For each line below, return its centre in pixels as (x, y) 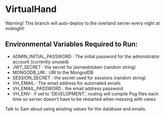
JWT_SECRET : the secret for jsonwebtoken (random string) (74, 67)
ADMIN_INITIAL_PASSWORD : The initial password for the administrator (86, 56)
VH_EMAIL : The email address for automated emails (66, 83)
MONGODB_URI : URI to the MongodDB (53, 72)
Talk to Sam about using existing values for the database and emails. (76, 108)
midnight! (15, 28)
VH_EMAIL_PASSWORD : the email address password (68, 88)
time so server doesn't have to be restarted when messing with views (84, 99)
